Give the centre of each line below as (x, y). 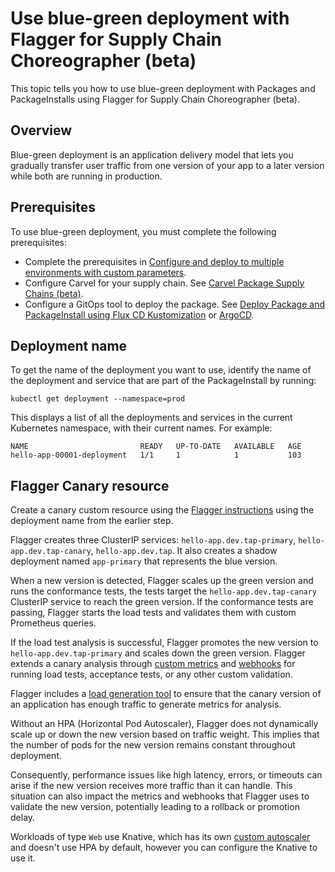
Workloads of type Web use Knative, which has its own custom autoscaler (160, 837)
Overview (41, 130)
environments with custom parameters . (105, 272)
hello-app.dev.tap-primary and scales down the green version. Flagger (158, 653)
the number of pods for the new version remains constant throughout (153, 745)
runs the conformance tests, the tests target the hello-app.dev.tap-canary (164, 591)
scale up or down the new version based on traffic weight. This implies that (165, 734)
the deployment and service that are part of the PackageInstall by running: (163, 381)
